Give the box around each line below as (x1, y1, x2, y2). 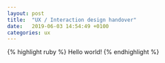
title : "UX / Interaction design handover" (7, 16, 137, 23)
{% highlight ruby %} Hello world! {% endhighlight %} (7, 48, 159, 56)
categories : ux (7, 29, 51, 36)
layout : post (7, 10, 45, 17)
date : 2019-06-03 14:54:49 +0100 (7, 23, 109, 29)
